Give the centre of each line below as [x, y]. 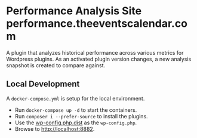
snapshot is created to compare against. [56, 65]
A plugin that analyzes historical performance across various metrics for [95, 52]
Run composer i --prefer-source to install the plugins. [81, 116]
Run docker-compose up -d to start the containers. [76, 110]
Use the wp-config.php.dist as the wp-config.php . [76, 123]
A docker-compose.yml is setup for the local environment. [76, 98]
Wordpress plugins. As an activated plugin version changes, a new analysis [99, 59]
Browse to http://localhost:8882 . [55, 128]
